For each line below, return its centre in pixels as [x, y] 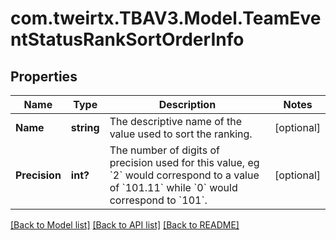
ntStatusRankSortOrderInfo [127, 39]
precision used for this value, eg [184, 162]
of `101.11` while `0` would [173, 187]
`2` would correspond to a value [184, 175]
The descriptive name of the [175, 121]
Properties [44, 76]
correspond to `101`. [158, 200]
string [85, 127]
